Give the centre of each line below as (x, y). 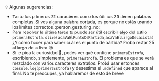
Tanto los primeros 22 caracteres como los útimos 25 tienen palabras (82, 17)
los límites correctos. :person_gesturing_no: (56, 27)
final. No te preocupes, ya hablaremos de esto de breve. (68, 73)
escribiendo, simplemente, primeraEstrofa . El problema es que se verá (83, 58)
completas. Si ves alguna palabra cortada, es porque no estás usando (82, 22)
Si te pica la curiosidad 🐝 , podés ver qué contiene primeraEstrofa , (78, 53)
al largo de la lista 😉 (33, 48)
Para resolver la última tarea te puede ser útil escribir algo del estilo (79, 32)
